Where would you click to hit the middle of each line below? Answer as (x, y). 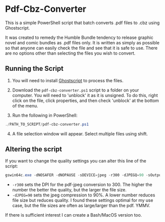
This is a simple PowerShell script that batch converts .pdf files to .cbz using (82, 23)
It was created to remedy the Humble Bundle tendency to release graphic (79, 37)
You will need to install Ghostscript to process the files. (68, 80)
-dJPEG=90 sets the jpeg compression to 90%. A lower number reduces (84, 195)
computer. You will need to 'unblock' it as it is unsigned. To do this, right (85, 95)
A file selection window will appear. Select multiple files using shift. (80, 133)
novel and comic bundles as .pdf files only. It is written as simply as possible (82, 42)
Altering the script (34, 149)
